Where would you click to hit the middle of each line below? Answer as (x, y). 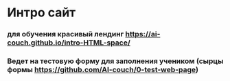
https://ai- (143, 34)
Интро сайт (42, 13)
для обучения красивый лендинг (66, 34)
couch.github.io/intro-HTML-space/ (69, 43)
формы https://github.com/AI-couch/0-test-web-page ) (103, 70)
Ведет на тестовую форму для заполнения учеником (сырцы (115, 61)
